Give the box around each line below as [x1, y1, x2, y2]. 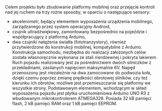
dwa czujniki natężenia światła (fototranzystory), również [12, 39, 126, 45]
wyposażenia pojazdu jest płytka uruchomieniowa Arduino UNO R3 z [12, 90, 150, 96]
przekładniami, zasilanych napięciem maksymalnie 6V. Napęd [12, 65, 135, 70]
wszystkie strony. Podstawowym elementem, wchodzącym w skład [12, 85, 147, 91]
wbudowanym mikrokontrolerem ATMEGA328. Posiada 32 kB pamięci [12, 96, 151, 101]
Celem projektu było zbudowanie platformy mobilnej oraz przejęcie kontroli [5, 4, 155, 10]
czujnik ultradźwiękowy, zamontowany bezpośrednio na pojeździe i [12, 29, 147, 34]
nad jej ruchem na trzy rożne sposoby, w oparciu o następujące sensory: [5, 9, 150, 15]
